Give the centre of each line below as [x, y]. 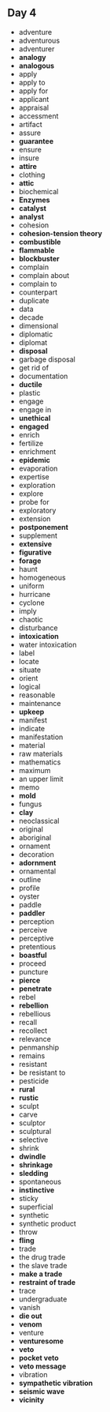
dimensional [38, 325]
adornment [37, 862]
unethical [35, 418]
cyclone [31, 603]
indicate [32, 728]
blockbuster [39, 258]
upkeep [31, 712]
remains [32, 1055]
